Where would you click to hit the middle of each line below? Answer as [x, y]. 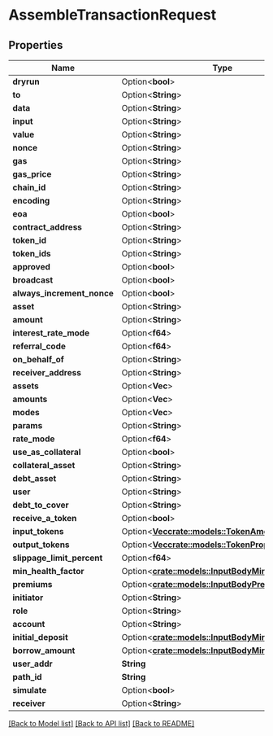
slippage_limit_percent [58, 558]
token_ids [32, 254]
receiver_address [47, 372]
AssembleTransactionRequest [113, 15]
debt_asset [35, 478]
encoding [31, 201]
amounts [30, 399]
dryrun [26, 81]
